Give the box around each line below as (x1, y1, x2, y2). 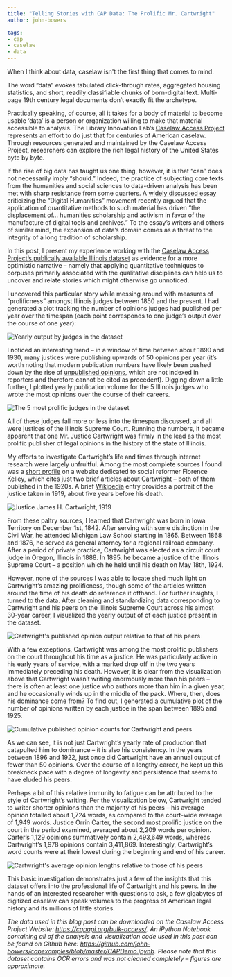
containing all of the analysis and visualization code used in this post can (7, 933, 217, 940)
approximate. (7, 962, 46, 970)
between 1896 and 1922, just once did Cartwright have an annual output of (7, 754, 220, 761)
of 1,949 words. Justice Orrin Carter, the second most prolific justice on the (7, 818, 222, 826)
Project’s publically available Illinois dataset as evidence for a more (7, 254, 198, 262)
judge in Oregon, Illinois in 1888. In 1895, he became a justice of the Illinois (7, 553, 220, 561)
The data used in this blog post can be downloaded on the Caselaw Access (7, 917, 224, 926)
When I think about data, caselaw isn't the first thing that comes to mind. (7, 67, 215, 76)
